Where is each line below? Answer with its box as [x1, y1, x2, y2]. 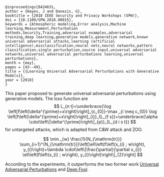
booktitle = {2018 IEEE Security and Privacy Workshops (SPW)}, [5, 13, 139, 18]
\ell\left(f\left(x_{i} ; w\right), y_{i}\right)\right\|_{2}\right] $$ [22, 152, 143, 157]
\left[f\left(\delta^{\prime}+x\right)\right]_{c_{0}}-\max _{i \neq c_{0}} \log [8, 108, 157, 114]
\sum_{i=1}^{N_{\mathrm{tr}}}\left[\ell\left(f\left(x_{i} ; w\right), [19, 141, 146, 147]
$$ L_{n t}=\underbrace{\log [54, 103, 111, 109]
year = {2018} [5, 77, 34, 82]
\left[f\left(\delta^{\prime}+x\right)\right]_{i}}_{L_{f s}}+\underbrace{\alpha [7, 114, 158, 120]
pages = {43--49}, [5, 65, 43, 70]
